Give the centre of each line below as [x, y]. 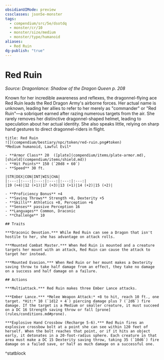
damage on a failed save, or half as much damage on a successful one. [80, 344]
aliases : [14, 42]
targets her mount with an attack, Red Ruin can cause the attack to [78, 250]
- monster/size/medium [33, 32]
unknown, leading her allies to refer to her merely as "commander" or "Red [81, 108]
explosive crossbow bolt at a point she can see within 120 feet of [77, 327]
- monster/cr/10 [26, 28]
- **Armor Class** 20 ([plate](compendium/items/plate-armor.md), [76, 155]
